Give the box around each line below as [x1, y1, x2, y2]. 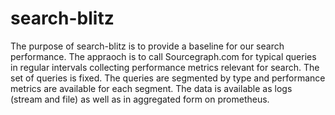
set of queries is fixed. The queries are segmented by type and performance [10, 72, 326, 84]
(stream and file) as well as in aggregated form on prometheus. [10, 93, 270, 105]
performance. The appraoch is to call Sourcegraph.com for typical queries [10, 50, 317, 62]
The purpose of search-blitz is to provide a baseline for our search [10, 40, 285, 52]
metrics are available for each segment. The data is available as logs [10, 82, 293, 94]
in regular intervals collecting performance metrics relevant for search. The [10, 61, 320, 73]
